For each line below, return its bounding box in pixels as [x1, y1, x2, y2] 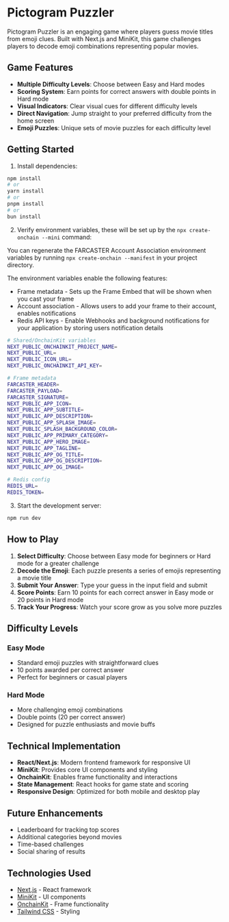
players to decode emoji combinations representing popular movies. [7, 42, 199, 50]
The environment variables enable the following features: [7, 274, 168, 282]
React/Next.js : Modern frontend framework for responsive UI [16, 758, 191, 767]
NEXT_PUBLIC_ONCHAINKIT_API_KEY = [7, 362, 103, 369]
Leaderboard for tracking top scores [16, 825, 120, 834]
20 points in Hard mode [16, 595, 84, 603]
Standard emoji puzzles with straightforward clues [16, 659, 159, 667]
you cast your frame [16, 295, 75, 303]
